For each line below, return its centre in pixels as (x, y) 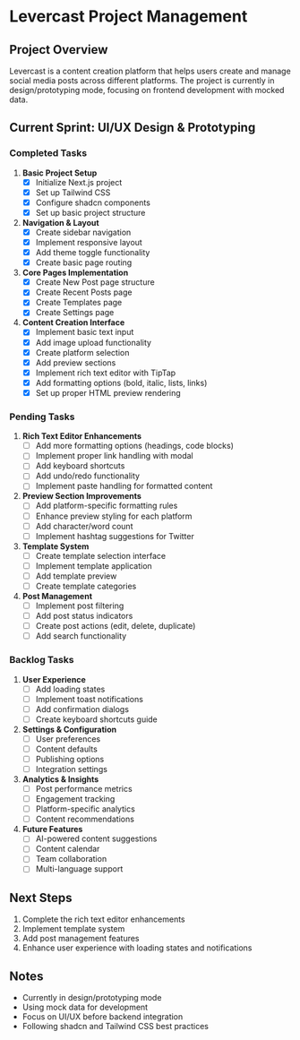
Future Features (52, 829)
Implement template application (94, 565)
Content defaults (67, 749)
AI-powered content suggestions (96, 838)
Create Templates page (79, 303)
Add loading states (70, 689)
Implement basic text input (85, 332)
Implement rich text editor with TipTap (106, 373)
